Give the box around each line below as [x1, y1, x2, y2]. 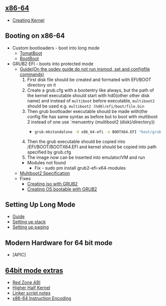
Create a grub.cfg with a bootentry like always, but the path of [27, 87, 154, 93]
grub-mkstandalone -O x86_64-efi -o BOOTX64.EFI [34, 129, 137, 134]
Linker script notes [12, 290, 51, 296]
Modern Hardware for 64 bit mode [5, 238, 113, 247]
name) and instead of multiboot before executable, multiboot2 [27, 98, 155, 103]
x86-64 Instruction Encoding [12, 295, 71, 301]
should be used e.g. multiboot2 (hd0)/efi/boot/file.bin [27, 103, 145, 109]
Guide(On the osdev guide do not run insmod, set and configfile [19, 66, 150, 72]
